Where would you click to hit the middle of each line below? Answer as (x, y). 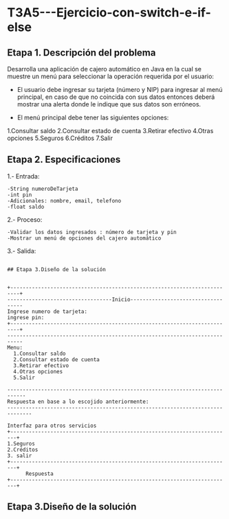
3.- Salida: (22, 251)
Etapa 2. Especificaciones (64, 160)
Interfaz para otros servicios (52, 426)
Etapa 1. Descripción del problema (81, 53)
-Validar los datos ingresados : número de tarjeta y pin (92, 232)
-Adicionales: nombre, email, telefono (64, 200)
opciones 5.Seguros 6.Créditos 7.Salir (60, 138)
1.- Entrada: (23, 176)
